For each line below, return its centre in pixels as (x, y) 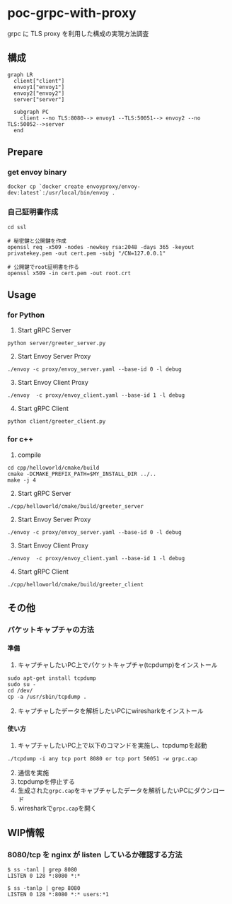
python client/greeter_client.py (57, 422)
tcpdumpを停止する (46, 782)
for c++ (21, 439)
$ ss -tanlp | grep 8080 (44, 888)
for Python (26, 315)
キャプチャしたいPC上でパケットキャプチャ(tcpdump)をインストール (117, 665)
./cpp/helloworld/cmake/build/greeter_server (75, 506)
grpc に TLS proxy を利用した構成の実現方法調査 (78, 33)
